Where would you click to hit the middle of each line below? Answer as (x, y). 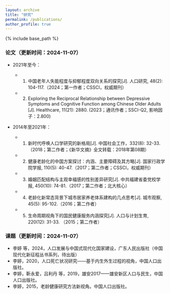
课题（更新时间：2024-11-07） (43, 236)
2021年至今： (27, 64)
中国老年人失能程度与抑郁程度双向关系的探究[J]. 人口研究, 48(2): (95, 81)
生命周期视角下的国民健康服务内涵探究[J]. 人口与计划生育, (88, 215)
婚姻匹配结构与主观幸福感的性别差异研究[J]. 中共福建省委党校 (92, 179)
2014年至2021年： (32, 127)
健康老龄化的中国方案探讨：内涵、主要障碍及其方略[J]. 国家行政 (94, 161)
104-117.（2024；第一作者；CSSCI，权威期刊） (77, 87)
